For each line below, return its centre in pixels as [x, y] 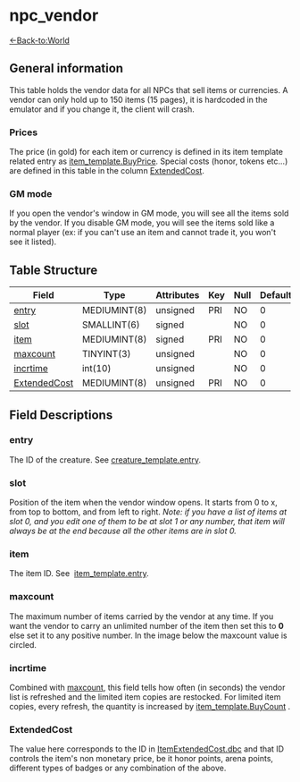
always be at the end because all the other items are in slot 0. [123, 531]
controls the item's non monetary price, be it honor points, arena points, [142, 759]
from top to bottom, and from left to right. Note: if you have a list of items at [148, 512]
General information [66, 68]
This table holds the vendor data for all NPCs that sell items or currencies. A [149, 89]
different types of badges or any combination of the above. [118, 768]
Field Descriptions [61, 415]
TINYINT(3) [106, 354]
